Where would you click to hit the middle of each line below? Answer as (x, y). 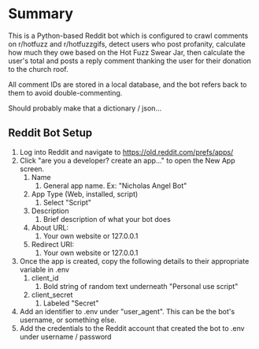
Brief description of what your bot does (107, 219)
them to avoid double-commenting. (65, 92)
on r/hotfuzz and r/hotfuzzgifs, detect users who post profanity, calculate (127, 43)
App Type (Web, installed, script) (85, 193)
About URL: (50, 227)
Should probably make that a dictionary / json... (85, 108)
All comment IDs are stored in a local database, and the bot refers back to (128, 84)
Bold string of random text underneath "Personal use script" (141, 286)
